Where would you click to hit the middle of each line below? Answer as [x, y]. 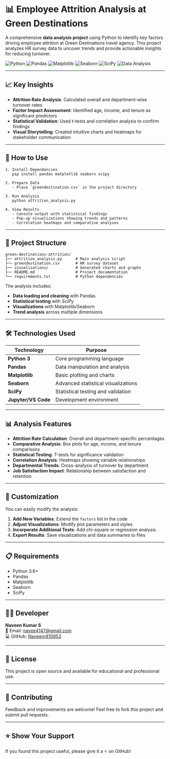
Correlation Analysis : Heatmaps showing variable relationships [79, 460]
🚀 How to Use [27, 158]
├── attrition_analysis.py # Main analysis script [65, 259]
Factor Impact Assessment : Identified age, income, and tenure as [81, 110]
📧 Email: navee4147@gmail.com [38, 631]
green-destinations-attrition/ [38, 255]
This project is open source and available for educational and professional [82, 671]
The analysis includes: [29, 286]
